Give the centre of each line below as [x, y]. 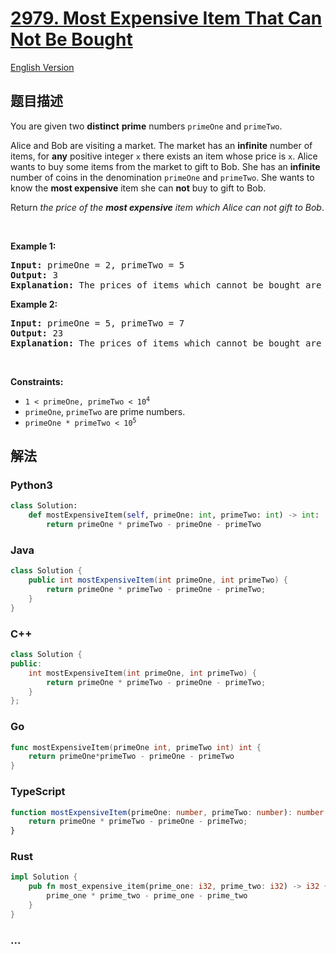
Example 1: [33, 246]
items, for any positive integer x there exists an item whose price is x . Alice [164, 156]
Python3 [31, 485]
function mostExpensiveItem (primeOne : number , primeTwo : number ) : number [167, 812]
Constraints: [37, 381]
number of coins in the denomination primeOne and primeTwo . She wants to [162, 177]
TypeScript [38, 792]
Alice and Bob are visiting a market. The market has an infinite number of [161, 145]
